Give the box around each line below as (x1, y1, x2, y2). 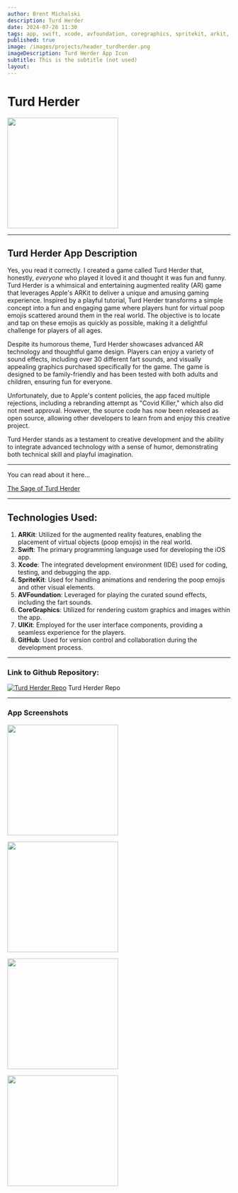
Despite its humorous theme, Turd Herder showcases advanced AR (7, 340, 204, 349)
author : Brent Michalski (7, 10, 81, 18)
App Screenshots (7, 708, 69, 718)
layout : (7, 63, 30, 70)
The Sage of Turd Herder (7, 485, 80, 493)
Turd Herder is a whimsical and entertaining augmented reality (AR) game (7, 281, 222, 290)
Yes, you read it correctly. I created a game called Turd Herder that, (7, 266, 204, 275)
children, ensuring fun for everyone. (7, 378, 113, 386)
